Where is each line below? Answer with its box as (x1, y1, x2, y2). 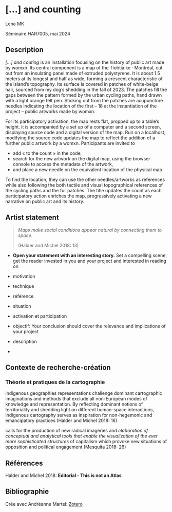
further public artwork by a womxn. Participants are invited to (5, 140, 135, 146)
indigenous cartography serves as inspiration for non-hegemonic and (5, 412, 152, 418)
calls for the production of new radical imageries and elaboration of (5, 428, 148, 434)
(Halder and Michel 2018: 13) (17, 242, 79, 248)
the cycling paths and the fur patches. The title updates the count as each (5, 187, 162, 193)
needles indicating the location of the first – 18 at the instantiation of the (5, 103, 157, 109)
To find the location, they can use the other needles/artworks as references (5, 176, 165, 182)
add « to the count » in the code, (12, 150, 82, 156)
